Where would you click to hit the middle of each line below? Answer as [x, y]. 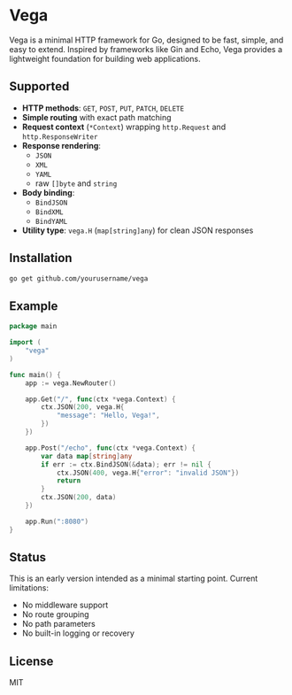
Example [34, 306]
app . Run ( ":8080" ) [57, 521]
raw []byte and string [76, 183]
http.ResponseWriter [60, 137]
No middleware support [65, 605]
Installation [41, 258]
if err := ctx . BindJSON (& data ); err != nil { [127, 464]
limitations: [29, 588]
